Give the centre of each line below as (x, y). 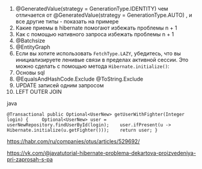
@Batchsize (30, 41)
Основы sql (30, 72)
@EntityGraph (33, 47)
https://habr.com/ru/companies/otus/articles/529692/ (73, 141)
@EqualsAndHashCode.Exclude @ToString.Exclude (79, 79)
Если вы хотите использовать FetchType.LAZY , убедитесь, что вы (98, 53)
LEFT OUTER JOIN (38, 92)
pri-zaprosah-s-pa (30, 159)
